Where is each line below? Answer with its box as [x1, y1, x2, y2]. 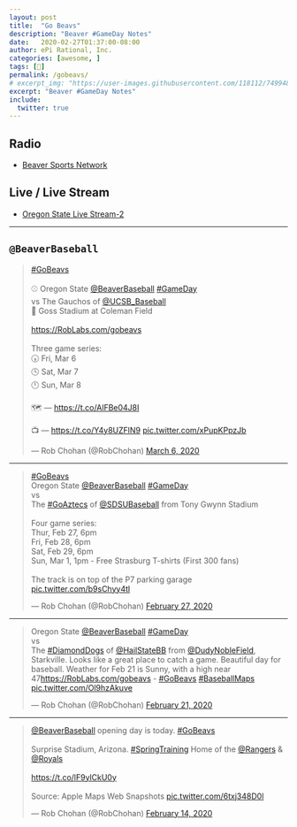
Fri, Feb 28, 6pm [30, 536, 91, 547]
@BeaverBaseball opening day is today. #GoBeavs [30, 724, 216, 735]
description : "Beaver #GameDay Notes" [9, 29, 152, 38]
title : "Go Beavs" [9, 21, 81, 30]
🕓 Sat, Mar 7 [30, 366, 79, 377]
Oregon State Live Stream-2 [21, 209, 125, 219]
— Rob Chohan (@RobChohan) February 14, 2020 [30, 808, 213, 818]
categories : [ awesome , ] [9, 54, 101, 63]
